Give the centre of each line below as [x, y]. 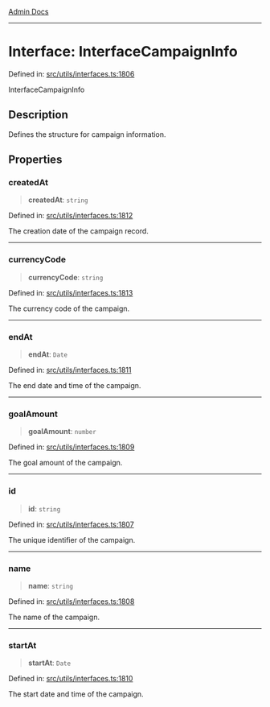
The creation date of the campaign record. [78, 231]
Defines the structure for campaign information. [87, 134]
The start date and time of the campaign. [76, 694]
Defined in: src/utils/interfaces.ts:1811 [70, 370]
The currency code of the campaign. [69, 308]
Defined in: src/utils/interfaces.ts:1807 [71, 524]
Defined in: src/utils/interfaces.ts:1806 [72, 74]
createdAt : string [58, 200]
